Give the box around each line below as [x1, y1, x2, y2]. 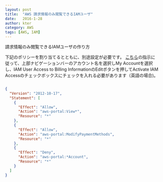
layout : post [5, 7, 32, 12]
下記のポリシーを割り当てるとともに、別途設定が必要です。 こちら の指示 [5, 54, 151, 60]
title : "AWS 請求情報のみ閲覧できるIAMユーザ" [5, 12, 93, 17]
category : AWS [5, 25, 34, 30]
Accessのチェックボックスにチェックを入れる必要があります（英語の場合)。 [5, 73, 159, 78]
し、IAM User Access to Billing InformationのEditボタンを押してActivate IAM [5, 66, 159, 72]
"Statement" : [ [9, 96, 41, 101]
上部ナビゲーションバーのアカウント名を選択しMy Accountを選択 [21, 61, 153, 66]
